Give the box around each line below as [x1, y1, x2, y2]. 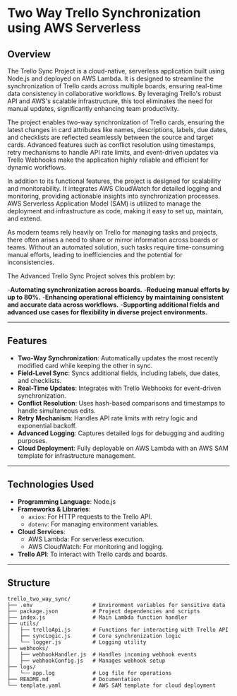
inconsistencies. [7, 258, 55, 266]
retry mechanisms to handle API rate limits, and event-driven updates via [7, 148, 219, 156]
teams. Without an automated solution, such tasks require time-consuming [7, 243, 224, 252]
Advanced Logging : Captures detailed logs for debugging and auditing [17, 429, 224, 437]
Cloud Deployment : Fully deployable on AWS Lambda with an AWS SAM [17, 444, 229, 452]
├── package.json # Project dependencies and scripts [7, 608, 200, 615]
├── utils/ [7, 620, 39, 627]
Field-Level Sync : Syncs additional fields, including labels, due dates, [17, 369, 221, 377]
